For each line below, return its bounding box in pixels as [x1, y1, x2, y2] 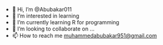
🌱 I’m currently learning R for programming [12, 19, 120, 26]
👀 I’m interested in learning [12, 12, 80, 19]
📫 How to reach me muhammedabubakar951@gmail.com [12, 32, 157, 39]
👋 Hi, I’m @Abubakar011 [12, 6, 72, 13]
